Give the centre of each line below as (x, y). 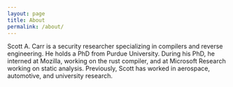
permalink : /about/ (36, 26)
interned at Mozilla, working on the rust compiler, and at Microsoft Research (116, 61)
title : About (26, 20)
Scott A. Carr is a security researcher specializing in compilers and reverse (115, 47)
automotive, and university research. (60, 76)
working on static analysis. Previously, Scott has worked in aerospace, (108, 69)
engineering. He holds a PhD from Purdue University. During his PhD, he (111, 54)
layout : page (26, 14)
